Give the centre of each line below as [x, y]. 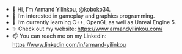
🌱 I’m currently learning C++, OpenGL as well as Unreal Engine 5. [94, 22]
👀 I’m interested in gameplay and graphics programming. [83, 16]
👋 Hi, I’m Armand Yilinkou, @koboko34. [61, 9]
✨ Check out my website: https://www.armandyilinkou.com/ [87, 29]
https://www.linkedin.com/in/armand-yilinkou [69, 45]
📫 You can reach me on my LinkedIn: [59, 36]
